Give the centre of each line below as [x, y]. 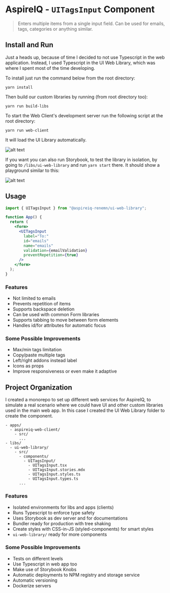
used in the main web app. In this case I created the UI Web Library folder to [85, 410]
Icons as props [28, 366]
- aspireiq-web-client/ [35, 430]
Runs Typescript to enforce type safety [54, 512]
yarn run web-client [27, 130]
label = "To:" [36, 236]
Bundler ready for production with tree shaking [62, 523]
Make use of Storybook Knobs [45, 569]
